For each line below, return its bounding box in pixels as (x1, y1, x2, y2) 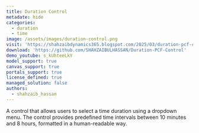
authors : (6, 86, 28, 92)
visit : (6, 42, 23, 48)
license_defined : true (6, 74, 62, 80)
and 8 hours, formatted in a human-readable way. (6, 119, 127, 127)
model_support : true (6, 58, 57, 64)
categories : (6, 20, 36, 25)
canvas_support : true (6, 63, 60, 70)
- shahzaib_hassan (11, 91, 57, 97)
